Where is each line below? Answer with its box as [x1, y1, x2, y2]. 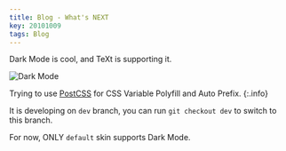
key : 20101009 [9, 21, 62, 30]
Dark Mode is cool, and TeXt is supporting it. [9, 54, 172, 65]
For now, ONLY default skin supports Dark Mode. [9, 132, 191, 143]
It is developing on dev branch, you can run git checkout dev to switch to [9, 106, 277, 116]
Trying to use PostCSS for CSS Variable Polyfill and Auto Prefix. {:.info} [9, 88, 269, 99]
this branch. [9, 115, 53, 125]
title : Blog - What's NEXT [9, 12, 109, 22]
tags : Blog [9, 29, 50, 38]
